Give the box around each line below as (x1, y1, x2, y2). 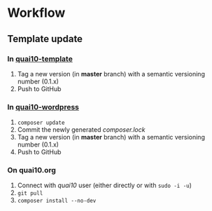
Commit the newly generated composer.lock (17, 125, 146, 134)
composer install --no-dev (17, 198, 97, 205)
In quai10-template (7, 54, 73, 64)
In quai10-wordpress (7, 102, 79, 111)
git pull (17, 190, 43, 197)
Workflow (7, 5, 66, 21)
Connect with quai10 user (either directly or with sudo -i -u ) (17, 181, 192, 190)
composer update (17, 119, 65, 127)
